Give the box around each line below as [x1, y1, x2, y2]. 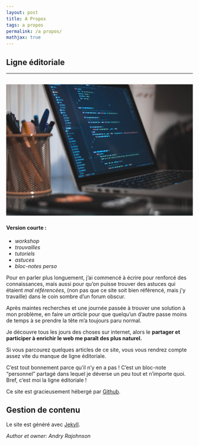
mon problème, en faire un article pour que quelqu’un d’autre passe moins [6, 311, 187, 318]
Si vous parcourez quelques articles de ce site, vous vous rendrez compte [6, 346, 187, 353]
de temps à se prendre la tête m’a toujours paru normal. [6, 317, 142, 324]
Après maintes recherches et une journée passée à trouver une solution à [6, 304, 185, 311]
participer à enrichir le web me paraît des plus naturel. [6, 334, 142, 341]
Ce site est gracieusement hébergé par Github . [6, 388, 121, 395]
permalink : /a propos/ [6, 28, 62, 34]
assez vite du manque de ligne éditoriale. [6, 352, 107, 359]
